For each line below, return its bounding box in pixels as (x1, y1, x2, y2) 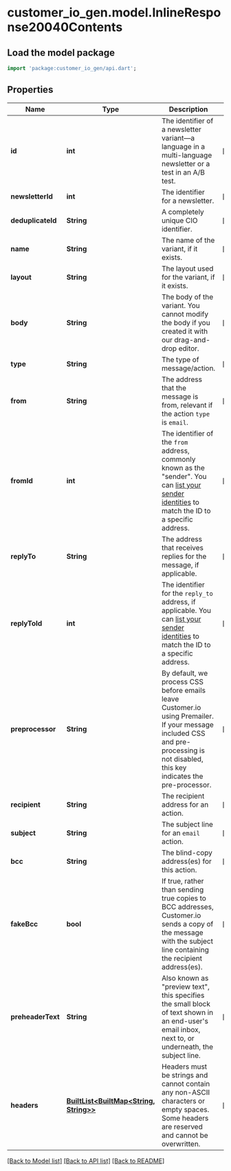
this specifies (161, 990, 205, 1000)
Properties (7, 84, 54, 96)
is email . (161, 417, 189, 427)
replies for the (161, 551, 207, 561)
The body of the (161, 292, 214, 302)
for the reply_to (161, 588, 213, 598)
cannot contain (161, 1079, 210, 1089)
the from (161, 437, 188, 447)
